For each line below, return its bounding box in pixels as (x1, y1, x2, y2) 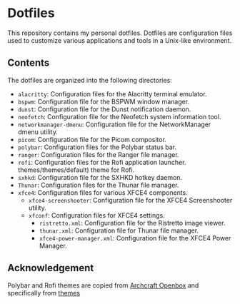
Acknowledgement (7, 262, 94, 274)
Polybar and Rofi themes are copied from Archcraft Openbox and (7, 280, 199, 290)
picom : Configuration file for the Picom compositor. (17, 135, 166, 143)
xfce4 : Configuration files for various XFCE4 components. (17, 188, 188, 197)
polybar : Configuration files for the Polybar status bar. (17, 143, 177, 151)
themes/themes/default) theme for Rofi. (17, 166, 135, 174)
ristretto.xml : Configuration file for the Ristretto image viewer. (39, 218, 226, 227)
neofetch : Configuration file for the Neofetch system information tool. (17, 112, 221, 121)
